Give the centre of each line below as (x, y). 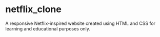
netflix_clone (33, 9)
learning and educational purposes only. (48, 28)
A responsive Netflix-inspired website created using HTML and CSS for (80, 23)
